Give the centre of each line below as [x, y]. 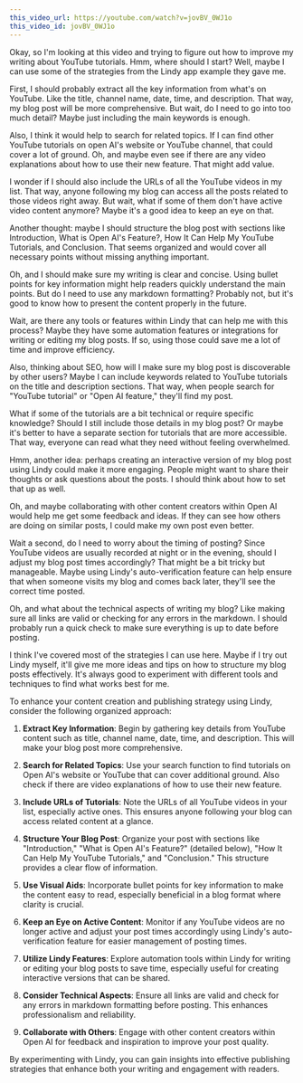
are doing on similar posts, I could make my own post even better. [132, 525]
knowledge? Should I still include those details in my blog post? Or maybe [147, 423]
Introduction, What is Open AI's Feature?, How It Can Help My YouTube [142, 237]
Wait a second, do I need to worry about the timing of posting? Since [137, 543]
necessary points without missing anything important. [109, 256]
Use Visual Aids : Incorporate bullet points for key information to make [153, 885]
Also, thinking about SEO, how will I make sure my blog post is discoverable [150, 366]
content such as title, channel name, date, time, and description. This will [158, 737]
